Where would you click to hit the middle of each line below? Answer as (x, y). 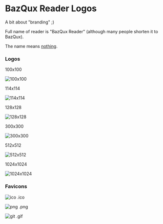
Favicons (16, 186)
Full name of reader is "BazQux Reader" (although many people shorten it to (82, 31)
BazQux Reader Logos (51, 9)
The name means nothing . (31, 46)
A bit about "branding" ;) (30, 22)
